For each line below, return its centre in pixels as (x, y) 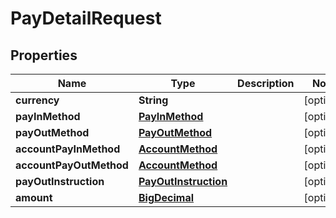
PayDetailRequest (86, 18)
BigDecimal (166, 197)
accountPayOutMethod (72, 165)
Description (266, 83)
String (153, 100)
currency (37, 100)
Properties (44, 55)
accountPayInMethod (68, 149)
